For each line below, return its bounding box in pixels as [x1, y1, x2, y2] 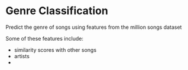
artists [14, 52, 30, 59]
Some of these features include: [5, 35, 84, 42]
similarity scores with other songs [14, 46, 97, 54]
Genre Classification [5, 4, 109, 18]
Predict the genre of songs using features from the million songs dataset [5, 24, 182, 31]
